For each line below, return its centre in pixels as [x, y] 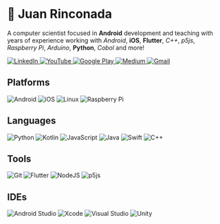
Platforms [29, 83]
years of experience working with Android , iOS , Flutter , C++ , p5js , [101, 40]
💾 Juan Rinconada [59, 14]
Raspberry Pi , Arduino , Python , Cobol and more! [76, 47]
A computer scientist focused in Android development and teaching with [110, 33]
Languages [32, 121]
